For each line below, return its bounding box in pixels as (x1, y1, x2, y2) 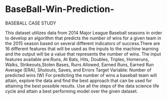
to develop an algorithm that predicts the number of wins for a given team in (5, 35, 162, 41)
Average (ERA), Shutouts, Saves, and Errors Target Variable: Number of (5, 66, 152, 73)
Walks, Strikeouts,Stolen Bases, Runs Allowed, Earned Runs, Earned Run (5, 61, 154, 67)
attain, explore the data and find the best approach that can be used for (5, 77, 152, 83)
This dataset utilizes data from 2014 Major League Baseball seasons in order (5, 29, 163, 35)
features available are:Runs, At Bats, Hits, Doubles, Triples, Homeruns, (5, 56, 150, 62)
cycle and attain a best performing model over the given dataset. (5, 88, 138, 94)
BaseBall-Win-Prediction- (5, 3, 115, 15)
